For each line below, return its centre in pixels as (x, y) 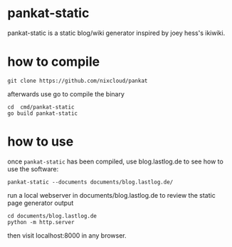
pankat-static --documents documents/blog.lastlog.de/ (90, 182)
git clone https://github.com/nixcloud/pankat (78, 81)
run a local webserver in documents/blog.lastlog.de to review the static (111, 195)
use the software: (33, 168)
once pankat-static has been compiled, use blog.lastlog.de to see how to (116, 161)
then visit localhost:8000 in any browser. (67, 235)
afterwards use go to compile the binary (66, 94)
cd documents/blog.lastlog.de (52, 216)
